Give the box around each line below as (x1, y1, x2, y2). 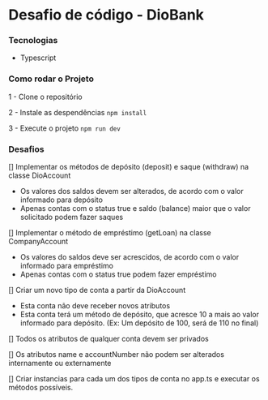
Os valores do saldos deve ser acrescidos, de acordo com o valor (19, 252, 240, 262)
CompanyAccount (8, 237, 69, 247)
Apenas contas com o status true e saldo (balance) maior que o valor (19, 204, 251, 213)
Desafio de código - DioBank (8, 6, 205, 24)
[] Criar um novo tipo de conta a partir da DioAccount (8, 286, 186, 295)
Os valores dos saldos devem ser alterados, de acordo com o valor (19, 187, 245, 196)
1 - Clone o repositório (8, 92, 83, 101)
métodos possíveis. (8, 383, 74, 393)
